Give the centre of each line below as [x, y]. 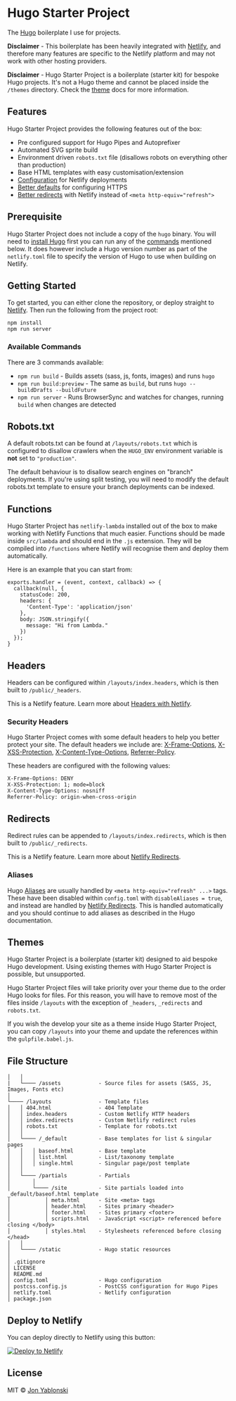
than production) [42, 165]
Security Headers [38, 722]
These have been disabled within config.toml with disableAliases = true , [115, 898]
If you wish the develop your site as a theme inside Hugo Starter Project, [112, 1024]
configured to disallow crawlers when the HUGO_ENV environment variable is [115, 451]
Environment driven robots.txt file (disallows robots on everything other [122, 157]
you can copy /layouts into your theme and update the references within [113, 1032]
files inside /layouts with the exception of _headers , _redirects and [105, 1003]
